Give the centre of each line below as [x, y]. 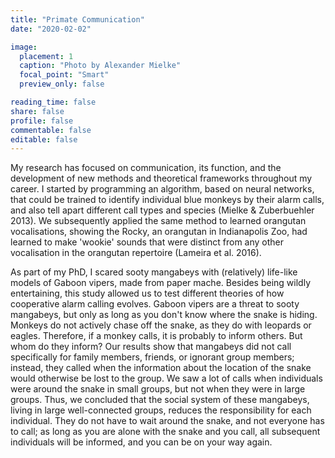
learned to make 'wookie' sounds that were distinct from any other [147, 242]
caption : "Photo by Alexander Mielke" [100, 66]
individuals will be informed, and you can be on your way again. [141, 442]
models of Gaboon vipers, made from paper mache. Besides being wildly [161, 283]
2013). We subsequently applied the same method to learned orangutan [158, 221]
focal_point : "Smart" [64, 75]
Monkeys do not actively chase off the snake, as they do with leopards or [161, 325]
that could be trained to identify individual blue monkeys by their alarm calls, [167, 200]
